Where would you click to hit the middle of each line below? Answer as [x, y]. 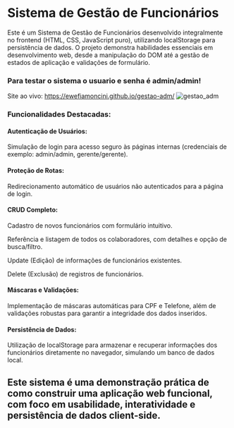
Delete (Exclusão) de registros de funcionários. [75, 274]
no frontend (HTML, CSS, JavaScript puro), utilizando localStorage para [111, 39]
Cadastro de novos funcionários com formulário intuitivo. [90, 225]
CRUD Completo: [33, 210]
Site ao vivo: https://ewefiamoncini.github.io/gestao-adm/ [91, 96]
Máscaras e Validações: [43, 290]
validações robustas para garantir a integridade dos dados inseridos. [107, 313]
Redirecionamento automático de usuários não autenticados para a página [115, 186]
